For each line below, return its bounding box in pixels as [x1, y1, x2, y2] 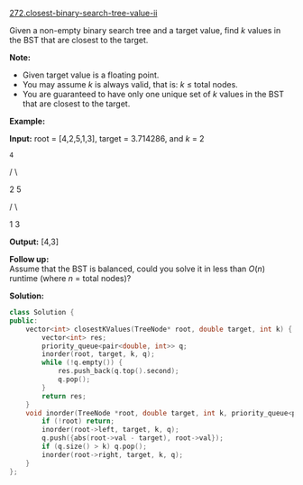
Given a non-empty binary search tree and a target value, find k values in [9, 25, 281, 35]
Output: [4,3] [9, 236, 60, 247]
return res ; [41, 391, 87, 400]
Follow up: [9, 254, 50, 264]
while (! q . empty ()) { [41, 358, 124, 368]
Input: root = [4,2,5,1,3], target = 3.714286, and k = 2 [9, 133, 205, 143]
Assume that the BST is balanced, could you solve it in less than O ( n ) [9, 263, 266, 274]
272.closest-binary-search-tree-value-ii [9, 8, 158, 18]
